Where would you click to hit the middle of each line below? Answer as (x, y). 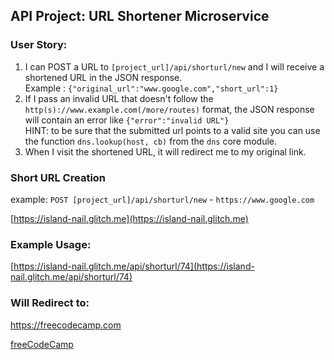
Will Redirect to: (50, 303)
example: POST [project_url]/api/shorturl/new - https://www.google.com (162, 199)
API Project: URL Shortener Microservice (140, 16)
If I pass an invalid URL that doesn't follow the (119, 98)
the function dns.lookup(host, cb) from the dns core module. (151, 141)
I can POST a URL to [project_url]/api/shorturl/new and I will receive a (174, 66)
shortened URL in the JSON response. (103, 77)
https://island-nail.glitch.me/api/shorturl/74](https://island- (134, 266)
